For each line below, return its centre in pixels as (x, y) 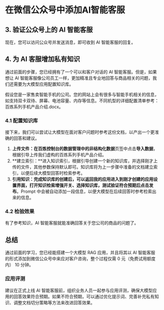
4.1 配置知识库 (21, 120)
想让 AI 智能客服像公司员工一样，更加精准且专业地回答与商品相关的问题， (79, 78)
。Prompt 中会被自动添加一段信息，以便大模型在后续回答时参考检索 (84, 192)
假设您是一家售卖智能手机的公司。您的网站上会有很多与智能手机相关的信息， (82, 94)
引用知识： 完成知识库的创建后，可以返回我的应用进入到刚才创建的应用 (83, 179)
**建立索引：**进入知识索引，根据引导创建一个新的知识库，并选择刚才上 (85, 161)
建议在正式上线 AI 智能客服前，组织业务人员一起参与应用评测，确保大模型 (79, 290)
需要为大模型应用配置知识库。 (43, 84)
